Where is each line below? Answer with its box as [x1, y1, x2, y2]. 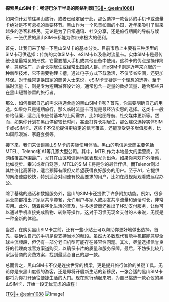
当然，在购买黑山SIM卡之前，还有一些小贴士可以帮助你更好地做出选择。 [5, 226, 154, 232]
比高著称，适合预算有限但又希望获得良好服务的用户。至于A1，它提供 [18, 167, 160, 173]
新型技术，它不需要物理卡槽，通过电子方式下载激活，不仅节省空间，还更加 [9, 70, 164, 76]
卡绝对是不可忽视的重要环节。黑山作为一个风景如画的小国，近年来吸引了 [5, 22, 155, 28]
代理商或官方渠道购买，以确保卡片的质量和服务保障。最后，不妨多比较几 [14, 245, 164, 251]
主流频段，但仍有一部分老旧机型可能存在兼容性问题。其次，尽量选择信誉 [9, 239, 159, 245]
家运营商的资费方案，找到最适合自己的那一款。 [5, 252, 102, 257]
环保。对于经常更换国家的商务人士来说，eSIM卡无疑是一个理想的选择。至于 [5, 77, 161, 83]
